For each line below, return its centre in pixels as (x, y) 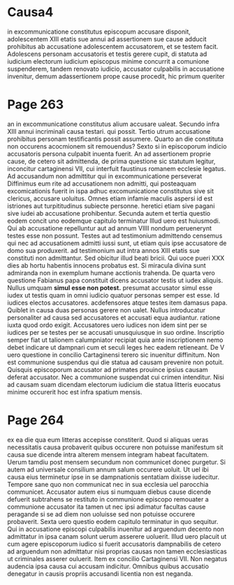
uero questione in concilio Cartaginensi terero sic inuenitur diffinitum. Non (114, 355)
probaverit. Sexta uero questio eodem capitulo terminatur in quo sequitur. (113, 521)
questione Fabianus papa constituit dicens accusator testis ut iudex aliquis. (115, 280)
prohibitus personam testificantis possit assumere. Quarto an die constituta (115, 139)
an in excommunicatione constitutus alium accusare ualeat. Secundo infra (114, 124)
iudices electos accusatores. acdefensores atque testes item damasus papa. (117, 303)
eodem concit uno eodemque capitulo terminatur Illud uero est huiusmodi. (114, 221)
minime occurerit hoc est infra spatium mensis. (75, 392)
